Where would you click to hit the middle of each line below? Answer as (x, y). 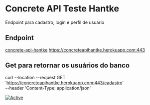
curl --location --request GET (35, 77)
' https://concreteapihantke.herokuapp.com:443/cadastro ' (64, 83)
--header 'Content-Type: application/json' (48, 88)
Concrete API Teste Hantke (62, 9)
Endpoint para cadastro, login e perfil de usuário (55, 22)
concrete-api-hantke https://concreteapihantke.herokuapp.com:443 (75, 50)
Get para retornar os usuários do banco (68, 66)
